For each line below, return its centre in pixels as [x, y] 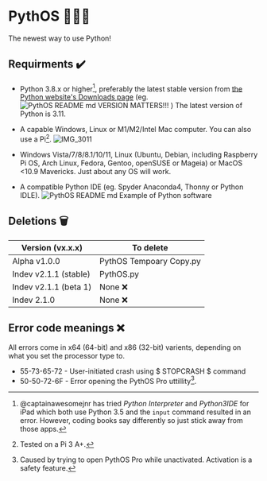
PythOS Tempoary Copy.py [150, 261]
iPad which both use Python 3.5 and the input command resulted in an [135, 412]
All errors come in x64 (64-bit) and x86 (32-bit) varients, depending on [125, 347]
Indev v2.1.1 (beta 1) [52, 287]
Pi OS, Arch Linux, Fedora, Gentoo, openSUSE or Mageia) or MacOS [131, 163]
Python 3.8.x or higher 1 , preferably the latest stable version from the [131, 88]
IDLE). [30, 196]
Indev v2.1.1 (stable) [52, 273]
